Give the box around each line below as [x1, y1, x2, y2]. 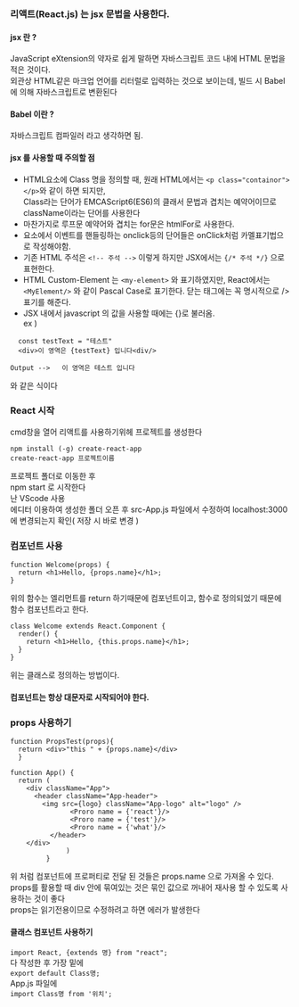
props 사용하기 [10, 716, 72, 729]
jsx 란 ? [10, 31, 37, 42]
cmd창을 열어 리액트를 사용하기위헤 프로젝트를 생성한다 [10, 426, 203, 437]
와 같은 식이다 [10, 380, 59, 391]
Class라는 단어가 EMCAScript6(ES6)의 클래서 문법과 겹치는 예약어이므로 [22, 196, 277, 207]
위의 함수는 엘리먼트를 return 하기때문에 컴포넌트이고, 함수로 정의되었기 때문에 [10, 593, 282, 604]
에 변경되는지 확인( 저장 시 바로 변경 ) [10, 515, 139, 525]
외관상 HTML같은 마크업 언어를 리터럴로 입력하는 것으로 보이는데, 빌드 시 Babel [10, 76, 286, 87]
